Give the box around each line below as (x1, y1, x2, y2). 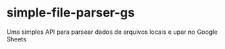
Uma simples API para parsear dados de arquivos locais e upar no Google (6, 28, 218, 36)
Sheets (6, 35, 27, 43)
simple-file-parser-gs (6, 5, 135, 21)
